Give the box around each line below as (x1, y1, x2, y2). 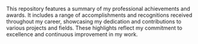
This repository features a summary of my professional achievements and (6, 5, 191, 12)
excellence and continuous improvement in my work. (6, 31, 138, 38)
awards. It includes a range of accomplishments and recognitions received (6, 11, 193, 19)
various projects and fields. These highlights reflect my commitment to (6, 24, 183, 31)
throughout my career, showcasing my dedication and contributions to (6, 18, 182, 25)
